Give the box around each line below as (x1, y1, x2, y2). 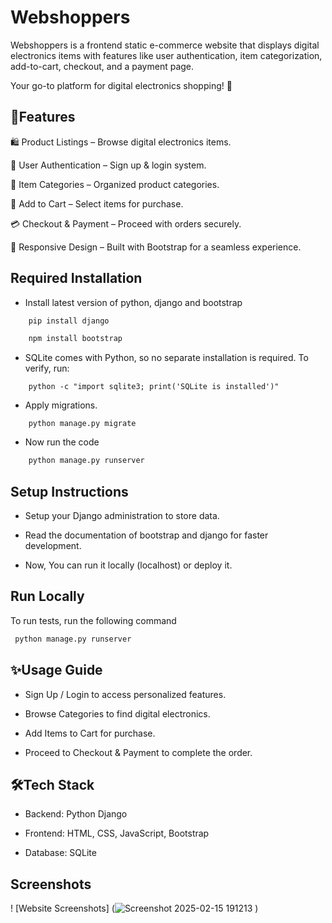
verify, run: (24, 362, 70, 375)
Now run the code (24, 436, 100, 448)
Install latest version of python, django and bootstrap (24, 296, 243, 308)
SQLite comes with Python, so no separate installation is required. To (24, 352, 309, 364)
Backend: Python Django (24, 808, 128, 820)
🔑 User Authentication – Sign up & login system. (10, 159, 207, 171)
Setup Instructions (10, 483, 129, 500)
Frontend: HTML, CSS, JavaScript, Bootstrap (24, 827, 210, 840)
